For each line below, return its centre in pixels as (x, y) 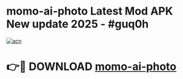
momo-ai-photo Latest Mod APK (90, 11)
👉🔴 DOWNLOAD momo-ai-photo (91, 67)
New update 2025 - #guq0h (78, 24)
